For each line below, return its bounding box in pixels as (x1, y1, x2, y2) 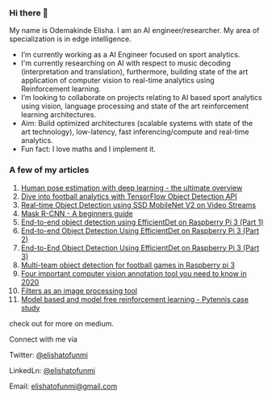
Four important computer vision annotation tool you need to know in (20, 268, 247, 278)
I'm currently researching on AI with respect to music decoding (20, 58, 231, 68)
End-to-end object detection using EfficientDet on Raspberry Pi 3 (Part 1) (20, 217, 264, 227)
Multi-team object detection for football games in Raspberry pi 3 (20, 260, 235, 270)
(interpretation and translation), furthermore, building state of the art (20, 67, 249, 77)
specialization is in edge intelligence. (9, 34, 132, 44)
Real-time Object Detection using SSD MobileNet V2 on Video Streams (20, 199, 257, 209)
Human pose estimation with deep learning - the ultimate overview (20, 183, 243, 192)
